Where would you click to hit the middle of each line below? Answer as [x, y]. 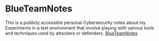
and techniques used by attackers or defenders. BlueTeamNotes [71, 33]
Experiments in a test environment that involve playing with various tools [79, 27]
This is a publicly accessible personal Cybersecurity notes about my [75, 22]
